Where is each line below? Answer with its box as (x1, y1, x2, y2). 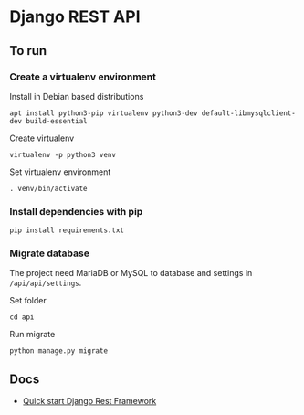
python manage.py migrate (9, 346, 108, 356)
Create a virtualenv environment (9, 70, 157, 83)
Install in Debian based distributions (9, 90, 144, 101)
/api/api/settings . (9, 277, 82, 289)
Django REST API (9, 6, 141, 27)
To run (9, 43, 47, 59)
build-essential (26, 116, 89, 125)
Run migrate (9, 329, 56, 340)
